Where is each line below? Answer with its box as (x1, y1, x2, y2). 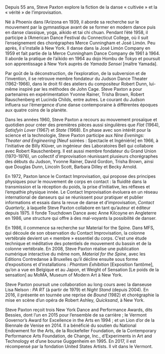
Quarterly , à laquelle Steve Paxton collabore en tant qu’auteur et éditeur (5, 205, 151, 211)
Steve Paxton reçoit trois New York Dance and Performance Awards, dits (5, 307, 153, 313)
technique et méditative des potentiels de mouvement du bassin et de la (5, 241, 152, 246)
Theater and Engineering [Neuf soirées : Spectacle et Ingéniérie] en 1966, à (5, 138, 159, 143)
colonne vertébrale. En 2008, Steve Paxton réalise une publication (5, 246, 139, 251)
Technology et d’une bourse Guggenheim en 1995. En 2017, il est (5, 338, 136, 344)
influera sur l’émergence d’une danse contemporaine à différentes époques (5, 102, 158, 107)
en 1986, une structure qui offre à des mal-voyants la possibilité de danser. (5, 215, 157, 221)
